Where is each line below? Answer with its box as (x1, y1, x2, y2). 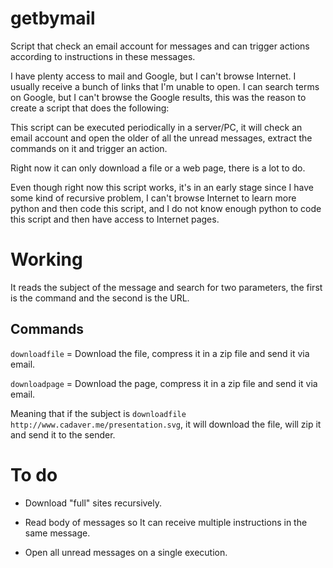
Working (10, 248, 83, 271)
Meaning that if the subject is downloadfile (10, 407, 187, 419)
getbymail (10, 7, 96, 30)
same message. (24, 527, 91, 539)
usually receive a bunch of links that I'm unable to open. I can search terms (10, 80, 320, 92)
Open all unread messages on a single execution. (24, 546, 228, 558)
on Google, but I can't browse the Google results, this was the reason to (10, 91, 307, 103)
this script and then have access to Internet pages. (10, 213, 220, 225)
